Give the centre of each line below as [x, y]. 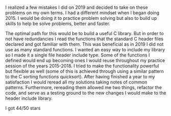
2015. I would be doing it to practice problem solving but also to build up [81, 18]
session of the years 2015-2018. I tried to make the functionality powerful [82, 66]
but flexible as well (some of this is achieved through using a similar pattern [85, 71]
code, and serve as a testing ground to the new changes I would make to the [86, 93]
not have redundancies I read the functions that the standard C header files [84, 39]
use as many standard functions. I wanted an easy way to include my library [85, 50]
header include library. [29, 98]
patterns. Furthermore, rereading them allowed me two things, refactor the [84, 88]
